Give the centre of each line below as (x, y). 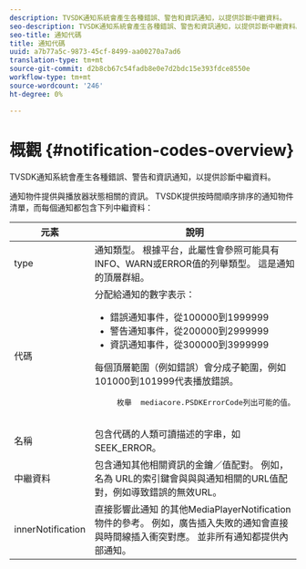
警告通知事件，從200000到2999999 (189, 331)
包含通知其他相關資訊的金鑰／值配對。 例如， (191, 465)
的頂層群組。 (122, 277)
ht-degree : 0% (36, 94)
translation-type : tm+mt (56, 60)
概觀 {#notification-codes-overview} (152, 150)
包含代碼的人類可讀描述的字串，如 (168, 434)
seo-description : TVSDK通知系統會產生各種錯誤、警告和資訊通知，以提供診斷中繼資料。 (156, 26)
